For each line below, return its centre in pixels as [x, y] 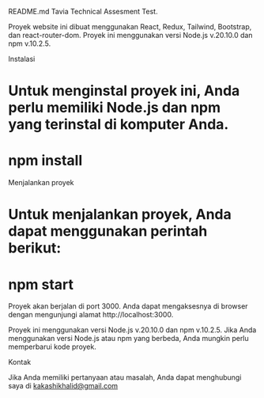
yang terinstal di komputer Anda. [119, 125]
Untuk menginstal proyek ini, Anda [124, 91]
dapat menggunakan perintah [108, 231]
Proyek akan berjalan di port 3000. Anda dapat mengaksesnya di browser [128, 306]
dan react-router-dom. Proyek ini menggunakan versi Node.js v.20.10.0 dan [130, 35]
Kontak [20, 362]
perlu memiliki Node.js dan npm [115, 108]
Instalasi [22, 59]
